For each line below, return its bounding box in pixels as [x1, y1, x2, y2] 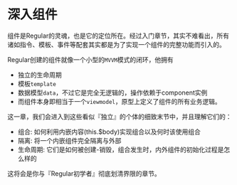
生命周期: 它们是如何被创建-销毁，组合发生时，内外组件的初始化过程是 [17, 145, 224, 154]
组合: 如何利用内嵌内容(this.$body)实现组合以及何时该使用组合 [17, 127, 201, 136]
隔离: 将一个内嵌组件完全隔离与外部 [17, 136, 122, 144]
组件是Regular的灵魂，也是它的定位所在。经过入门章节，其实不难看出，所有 [7, 31, 230, 40]
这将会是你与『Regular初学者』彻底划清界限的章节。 [7, 169, 162, 178]
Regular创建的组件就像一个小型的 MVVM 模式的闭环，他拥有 [7, 55, 174, 64]
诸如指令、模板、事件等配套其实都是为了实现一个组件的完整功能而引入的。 [7, 40, 226, 48]
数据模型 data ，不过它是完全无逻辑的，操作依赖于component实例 [17, 88, 208, 97]
